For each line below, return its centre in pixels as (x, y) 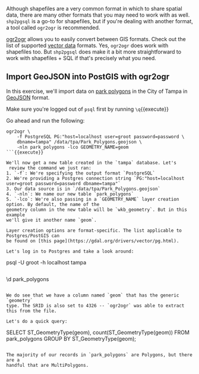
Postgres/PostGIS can (33, 236)
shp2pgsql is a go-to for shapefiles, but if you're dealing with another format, (99, 21)
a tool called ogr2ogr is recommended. (53, 27)
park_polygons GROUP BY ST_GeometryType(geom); (71, 338)
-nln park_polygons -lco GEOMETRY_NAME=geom (73, 147)
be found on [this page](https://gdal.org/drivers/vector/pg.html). (93, 241)
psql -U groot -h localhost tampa (46, 262)
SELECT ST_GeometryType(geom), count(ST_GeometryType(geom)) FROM (98, 332)
